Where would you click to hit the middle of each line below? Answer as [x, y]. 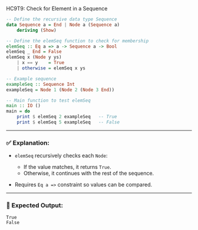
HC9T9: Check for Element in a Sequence [57, 9]
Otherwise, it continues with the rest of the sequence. [89, 174]
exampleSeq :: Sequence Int [41, 84]
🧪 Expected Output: [35, 205]
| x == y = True [41, 63]
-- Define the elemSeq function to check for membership [77, 41]
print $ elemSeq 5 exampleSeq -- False [68, 122]
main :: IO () [24, 106]
